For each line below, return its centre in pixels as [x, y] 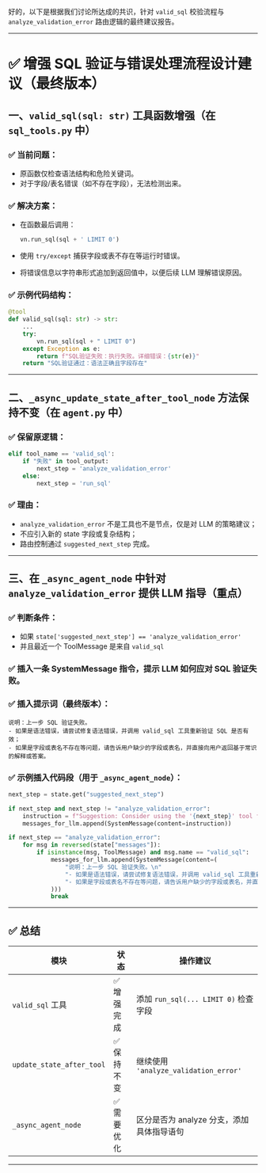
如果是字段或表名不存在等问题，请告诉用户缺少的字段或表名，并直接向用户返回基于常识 [136, 748]
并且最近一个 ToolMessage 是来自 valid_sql [92, 646]
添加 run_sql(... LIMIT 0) [186, 999]
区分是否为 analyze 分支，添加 [192, 1120]
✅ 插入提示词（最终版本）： [59, 704]
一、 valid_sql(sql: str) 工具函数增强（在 [112, 115]
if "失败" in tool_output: [66, 461]
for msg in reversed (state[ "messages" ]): [91, 845]
